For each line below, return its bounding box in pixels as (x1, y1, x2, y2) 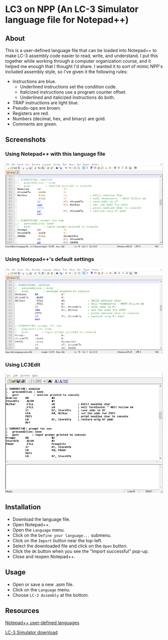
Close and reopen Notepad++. (12, 553, 75, 559)
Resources (5, 606, 39, 615)
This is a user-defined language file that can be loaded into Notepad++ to (5, 48, 157, 53)
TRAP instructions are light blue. (12, 100, 79, 106)
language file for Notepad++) (5, 14, 129, 26)
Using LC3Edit (5, 361, 41, 368)
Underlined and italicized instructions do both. (19, 94, 115, 100)
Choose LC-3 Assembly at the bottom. (12, 592, 89, 598)
